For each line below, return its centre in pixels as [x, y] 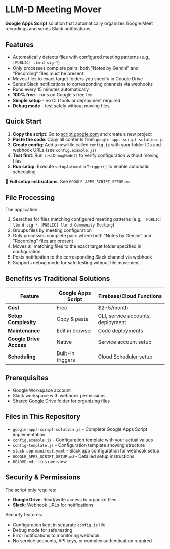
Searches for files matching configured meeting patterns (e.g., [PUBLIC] [87, 219]
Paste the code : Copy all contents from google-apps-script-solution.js [88, 139]
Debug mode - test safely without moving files [61, 106]
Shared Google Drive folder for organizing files [61, 401]
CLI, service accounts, [124, 316]
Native [64, 342]
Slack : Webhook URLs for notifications [53, 505]
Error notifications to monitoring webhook [56, 535]
